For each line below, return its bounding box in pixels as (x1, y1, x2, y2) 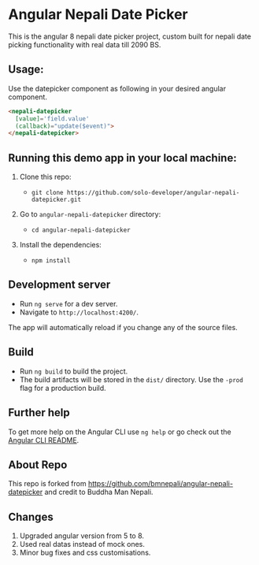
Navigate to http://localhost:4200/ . (19, 307, 139, 317)
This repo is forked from (8, 479, 87, 489)
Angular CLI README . (8, 435, 80, 444)
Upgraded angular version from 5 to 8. (19, 531, 144, 541)
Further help (8, 406, 71, 419)
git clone (31, 189, 65, 197)
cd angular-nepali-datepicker (31, 226, 131, 234)
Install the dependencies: (19, 240, 102, 250)
